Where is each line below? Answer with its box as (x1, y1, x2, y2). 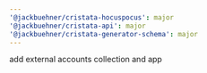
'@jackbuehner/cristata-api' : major (9, 21, 146, 30)
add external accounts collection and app (9, 54, 163, 65)
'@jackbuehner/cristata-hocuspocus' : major (9, 12, 175, 22)
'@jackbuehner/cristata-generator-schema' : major (9, 29, 199, 38)
